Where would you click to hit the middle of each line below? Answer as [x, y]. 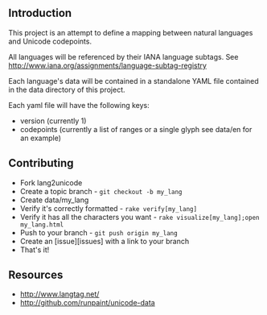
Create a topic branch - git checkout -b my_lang [101, 191]
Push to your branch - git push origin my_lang [99, 232]
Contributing [41, 163]
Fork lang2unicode [51, 182]
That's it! [35, 250]
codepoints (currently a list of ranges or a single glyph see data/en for [136, 129]
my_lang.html [42, 225]
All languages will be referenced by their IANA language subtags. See [123, 56]
